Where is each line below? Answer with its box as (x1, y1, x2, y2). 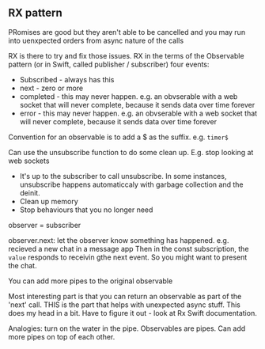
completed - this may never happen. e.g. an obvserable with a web (19, 91, 238, 101)
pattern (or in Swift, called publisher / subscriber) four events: (8, 59, 210, 69)
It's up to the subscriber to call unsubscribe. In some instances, (19, 171, 227, 180)
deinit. (19, 188, 41, 197)
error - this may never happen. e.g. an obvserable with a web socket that (19, 108, 258, 118)
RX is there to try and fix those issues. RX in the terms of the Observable (8, 51, 244, 60)
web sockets (8, 156, 50, 165)
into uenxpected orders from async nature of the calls (8, 36, 184, 45)
